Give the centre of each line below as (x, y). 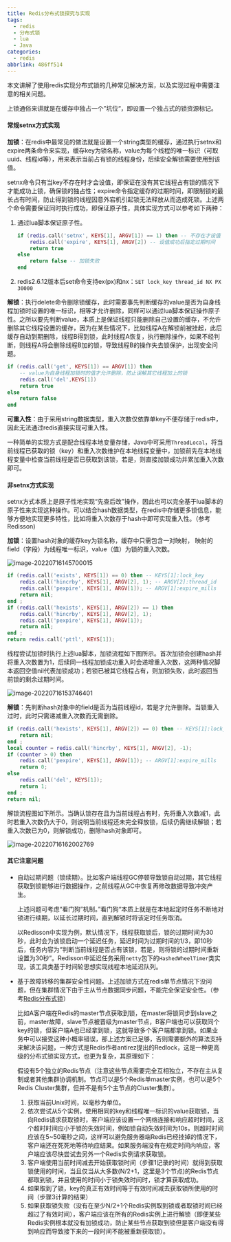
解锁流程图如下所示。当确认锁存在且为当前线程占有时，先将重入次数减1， (111, 813)
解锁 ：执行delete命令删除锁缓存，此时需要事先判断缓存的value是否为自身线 (114, 302)
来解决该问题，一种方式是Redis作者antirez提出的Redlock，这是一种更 (115, 1047)
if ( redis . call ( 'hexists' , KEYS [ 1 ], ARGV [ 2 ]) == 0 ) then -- (95, 729)
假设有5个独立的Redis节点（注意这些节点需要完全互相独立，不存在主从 (117, 1070)
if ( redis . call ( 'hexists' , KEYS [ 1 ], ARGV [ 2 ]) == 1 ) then (90, 608)
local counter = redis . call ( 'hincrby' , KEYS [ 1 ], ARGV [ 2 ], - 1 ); (100, 748)
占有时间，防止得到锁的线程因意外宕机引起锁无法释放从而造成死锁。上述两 (118, 199)
